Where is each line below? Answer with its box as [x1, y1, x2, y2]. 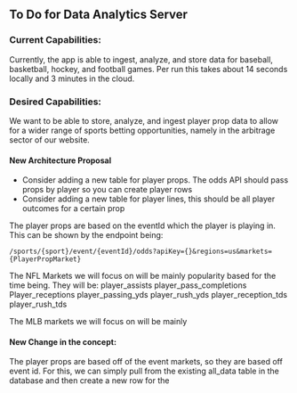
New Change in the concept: [9, 336, 117, 347]
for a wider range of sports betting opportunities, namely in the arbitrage [9, 125, 276, 135]
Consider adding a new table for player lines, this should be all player [21, 193, 276, 204]
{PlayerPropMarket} [9, 255, 82, 264]
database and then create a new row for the [9, 375, 170, 386]
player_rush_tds [9, 299, 68, 310]
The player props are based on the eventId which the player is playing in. [9, 220, 276, 231]
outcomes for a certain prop [21, 203, 125, 214]
